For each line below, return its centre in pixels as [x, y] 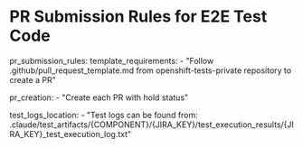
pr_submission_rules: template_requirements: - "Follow [112, 60]
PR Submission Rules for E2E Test [138, 17]
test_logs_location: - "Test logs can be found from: [104, 115]
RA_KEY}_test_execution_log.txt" [71, 134]
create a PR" [33, 79]
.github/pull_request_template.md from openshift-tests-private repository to [151, 70]
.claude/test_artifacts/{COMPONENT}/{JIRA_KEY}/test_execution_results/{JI [151, 125]
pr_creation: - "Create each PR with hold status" [99, 97]
